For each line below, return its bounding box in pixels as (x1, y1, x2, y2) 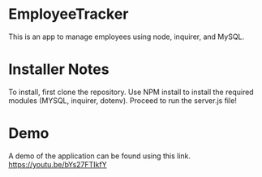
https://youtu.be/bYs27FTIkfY (8, 159, 107, 169)
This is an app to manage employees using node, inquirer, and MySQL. (8, 32, 245, 41)
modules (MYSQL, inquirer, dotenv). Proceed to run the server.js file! (8, 95, 238, 106)
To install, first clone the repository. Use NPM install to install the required (8, 87, 254, 97)
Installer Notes (8, 60, 110, 79)
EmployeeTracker (8, 5, 129, 24)
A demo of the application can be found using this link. (8, 151, 191, 161)
